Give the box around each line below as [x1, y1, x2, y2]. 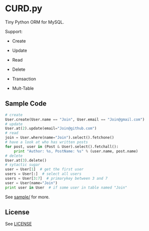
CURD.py [5, 3, 42, 14]
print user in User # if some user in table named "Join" [5, 185, 128, 190]
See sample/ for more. [5, 194, 50, 200]
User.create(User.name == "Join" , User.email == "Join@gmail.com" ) [5, 117, 145, 122]
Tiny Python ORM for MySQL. [5, 19, 64, 25]
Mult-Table [12, 85, 34, 91]
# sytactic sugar [5, 162, 40, 168]
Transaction [12, 76, 37, 82]
